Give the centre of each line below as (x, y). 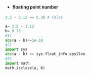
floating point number (35, 7)
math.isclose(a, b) (25, 68)
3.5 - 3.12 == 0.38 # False (34, 17)
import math (17, 64)
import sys (16, 50)
